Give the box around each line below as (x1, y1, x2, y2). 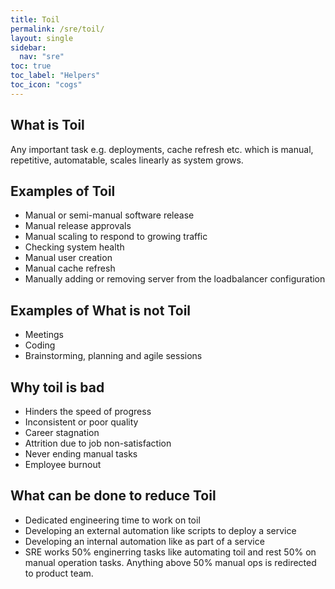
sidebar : (10, 42, 47, 53)
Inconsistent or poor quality (24, 416, 139, 428)
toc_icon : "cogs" (10, 80, 83, 90)
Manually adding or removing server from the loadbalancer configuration (24, 273, 326, 285)
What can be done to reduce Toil (10, 487, 217, 505)
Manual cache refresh (24, 262, 116, 275)
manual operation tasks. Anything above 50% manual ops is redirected (24, 556, 317, 568)
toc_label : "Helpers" (10, 71, 101, 81)
